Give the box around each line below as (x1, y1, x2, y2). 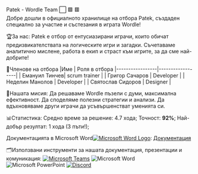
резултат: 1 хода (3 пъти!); (23, 123, 89, 130)
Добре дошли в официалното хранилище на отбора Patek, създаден (6, 15, 180, 21)
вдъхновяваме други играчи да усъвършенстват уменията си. (6, 102, 165, 110)
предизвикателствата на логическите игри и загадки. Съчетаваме (6, 42, 175, 48)
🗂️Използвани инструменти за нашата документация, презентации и (6, 147, 183, 153)
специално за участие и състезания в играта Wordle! (6, 21, 141, 28)
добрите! (6, 54, 29, 61)
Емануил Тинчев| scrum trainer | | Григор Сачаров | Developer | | (21, 72, 185, 79)
